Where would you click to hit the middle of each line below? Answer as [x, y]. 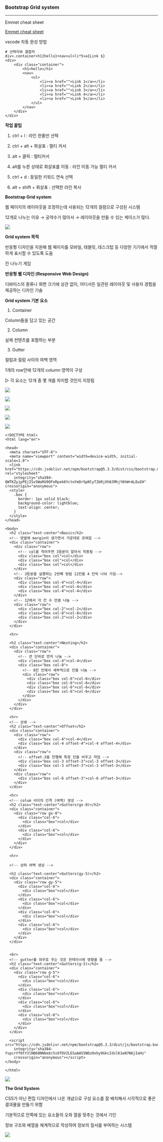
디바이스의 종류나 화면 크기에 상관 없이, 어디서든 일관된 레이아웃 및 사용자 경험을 [81, 284]
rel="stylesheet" [23, 474]
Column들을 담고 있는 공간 [30, 320]
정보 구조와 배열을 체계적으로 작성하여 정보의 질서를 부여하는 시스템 [68, 1125]
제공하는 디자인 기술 [24, 290]
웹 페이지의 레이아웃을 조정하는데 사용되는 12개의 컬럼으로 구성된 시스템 [73, 207]
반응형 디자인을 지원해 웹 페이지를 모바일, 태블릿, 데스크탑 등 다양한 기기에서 [77, 247]
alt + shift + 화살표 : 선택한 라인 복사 [47, 187]
